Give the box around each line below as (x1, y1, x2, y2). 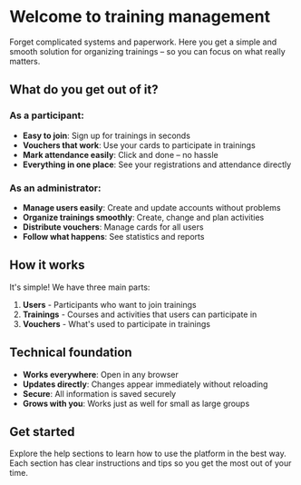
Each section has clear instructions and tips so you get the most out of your (9, 458, 292, 469)
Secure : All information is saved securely (22, 388, 177, 399)
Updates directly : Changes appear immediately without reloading (22, 379, 268, 390)
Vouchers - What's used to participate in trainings (22, 318, 211, 329)
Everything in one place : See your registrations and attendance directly (22, 159, 292, 170)
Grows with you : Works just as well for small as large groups (22, 398, 250, 409)
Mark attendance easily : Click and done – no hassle (22, 149, 219, 160)
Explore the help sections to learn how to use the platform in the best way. (9, 448, 287, 460)
